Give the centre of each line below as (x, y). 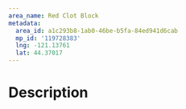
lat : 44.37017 (39, 53)
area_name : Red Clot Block (54, 16)
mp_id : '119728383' (48, 38)
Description (48, 93)
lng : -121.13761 (43, 46)
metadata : (25, 23)
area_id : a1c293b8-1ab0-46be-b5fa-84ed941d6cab (97, 30)
